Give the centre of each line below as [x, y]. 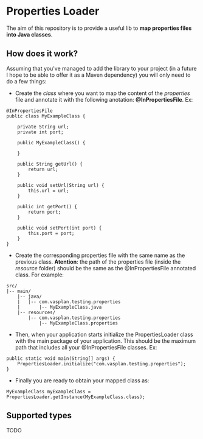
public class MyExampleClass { [46, 116]
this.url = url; [49, 191]
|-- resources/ [36, 312]
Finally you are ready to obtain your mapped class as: [82, 380]
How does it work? [42, 54]
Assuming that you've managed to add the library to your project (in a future [101, 68]
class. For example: [39, 275]
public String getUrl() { [50, 164]
